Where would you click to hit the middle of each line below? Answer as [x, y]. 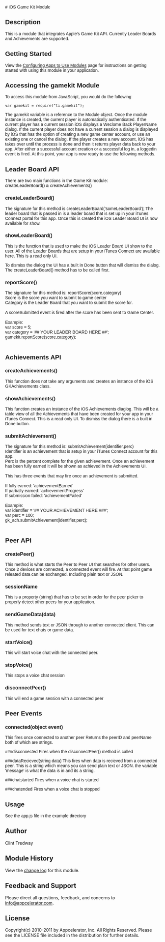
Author [16, 831]
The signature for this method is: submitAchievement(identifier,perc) [69, 447]
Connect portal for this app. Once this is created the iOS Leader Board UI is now [82, 218]
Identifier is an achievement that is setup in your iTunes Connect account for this [81, 452]
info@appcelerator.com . [29, 903]
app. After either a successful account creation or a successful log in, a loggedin [81, 149]
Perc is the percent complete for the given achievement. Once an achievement [80, 461]
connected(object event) [34, 727]
